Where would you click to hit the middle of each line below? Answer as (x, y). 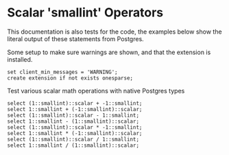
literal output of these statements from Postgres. (75, 38)
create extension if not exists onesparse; (70, 78)
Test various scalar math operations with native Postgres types (96, 91)
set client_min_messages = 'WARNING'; (62, 72)
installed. (20, 59)
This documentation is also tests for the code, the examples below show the (114, 32)
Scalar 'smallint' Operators (85, 13)
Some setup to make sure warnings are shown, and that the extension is (109, 52)
